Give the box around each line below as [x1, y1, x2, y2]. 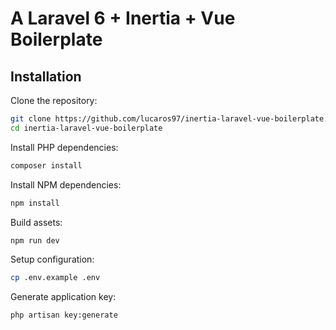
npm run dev [10, 235, 60, 246]
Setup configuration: [10, 253, 95, 266]
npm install [10, 198, 60, 208]
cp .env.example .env [10, 273, 101, 283]
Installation [10, 68, 82, 85]
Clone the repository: [10, 95, 98, 106]
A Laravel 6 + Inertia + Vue [10, 7, 236, 30]
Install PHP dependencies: [10, 141, 119, 153]
